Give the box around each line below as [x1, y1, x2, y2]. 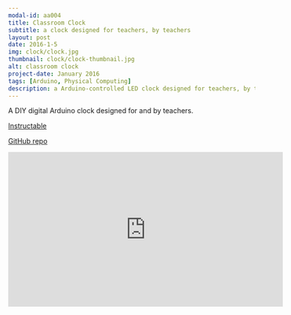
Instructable [8, 121, 47, 130]
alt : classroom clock [8, 63, 79, 71]
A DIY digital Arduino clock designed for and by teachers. [8, 106, 194, 115]
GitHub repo [8, 137, 48, 146]
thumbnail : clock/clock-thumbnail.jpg [8, 56, 135, 64]
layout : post [8, 33, 51, 42]
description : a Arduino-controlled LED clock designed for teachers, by [8, 84, 251, 93]
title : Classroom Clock [8, 19, 86, 27]
